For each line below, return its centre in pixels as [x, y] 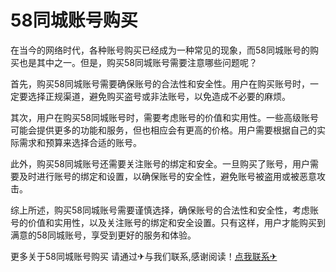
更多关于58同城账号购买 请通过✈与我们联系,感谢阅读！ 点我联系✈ [144, 256]
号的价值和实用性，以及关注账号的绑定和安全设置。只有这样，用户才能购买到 [168, 222]
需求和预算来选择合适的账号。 [80, 142]
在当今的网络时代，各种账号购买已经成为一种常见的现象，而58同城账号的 [160, 50]
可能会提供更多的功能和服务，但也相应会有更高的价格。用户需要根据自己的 [163, 130]
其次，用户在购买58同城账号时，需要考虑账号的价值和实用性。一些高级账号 [164, 117]
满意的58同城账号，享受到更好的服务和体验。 [103, 235]
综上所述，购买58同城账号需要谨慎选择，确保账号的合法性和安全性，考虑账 [164, 210]
